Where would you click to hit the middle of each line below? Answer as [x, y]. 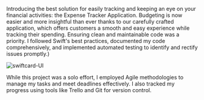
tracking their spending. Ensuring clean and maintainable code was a [93, 35]
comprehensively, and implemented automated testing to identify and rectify [102, 47]
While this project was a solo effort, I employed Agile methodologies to [95, 77]
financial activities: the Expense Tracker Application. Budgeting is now [94, 15]
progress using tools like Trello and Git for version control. [79, 90]
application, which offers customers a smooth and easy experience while [98, 28]
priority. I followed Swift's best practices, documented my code [86, 41]
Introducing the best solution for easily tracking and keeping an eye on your [101, 9]
